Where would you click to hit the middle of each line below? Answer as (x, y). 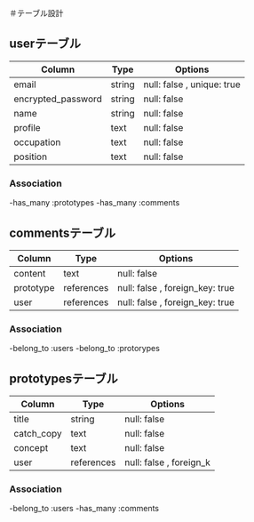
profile (28, 127)
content (30, 273)
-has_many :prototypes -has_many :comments (95, 203)
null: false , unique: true (192, 84)
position (30, 157)
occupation (37, 142)
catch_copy (38, 434)
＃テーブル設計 (36, 13)
